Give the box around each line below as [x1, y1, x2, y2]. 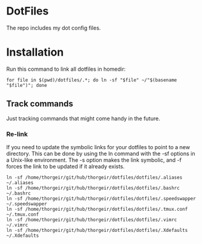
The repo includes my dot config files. [6, 24, 101, 31]
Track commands [6, 98, 74, 109]
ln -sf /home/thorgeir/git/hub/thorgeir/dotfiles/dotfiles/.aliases [6, 174, 183, 181]
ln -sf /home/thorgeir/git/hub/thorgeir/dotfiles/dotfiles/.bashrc [6, 185, 180, 191]
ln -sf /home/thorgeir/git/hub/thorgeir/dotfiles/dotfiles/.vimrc [6, 216, 177, 223]
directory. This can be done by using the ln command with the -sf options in [6, 150, 195, 157]
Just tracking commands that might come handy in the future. [6, 115, 160, 122]
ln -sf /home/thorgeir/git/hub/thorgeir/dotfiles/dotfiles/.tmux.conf [6, 206, 188, 212]
